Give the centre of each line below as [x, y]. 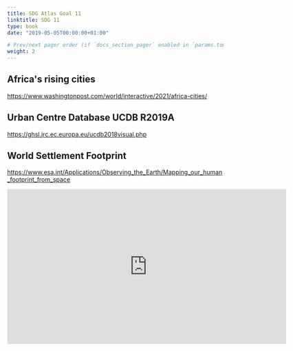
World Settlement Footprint [67, 156]
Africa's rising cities [51, 79]
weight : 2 [21, 52]
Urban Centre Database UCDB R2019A [91, 118]
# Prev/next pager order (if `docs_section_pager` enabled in [98, 45]
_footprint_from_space [39, 180]
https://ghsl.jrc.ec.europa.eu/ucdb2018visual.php [77, 134]
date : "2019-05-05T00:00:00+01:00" [58, 33]
